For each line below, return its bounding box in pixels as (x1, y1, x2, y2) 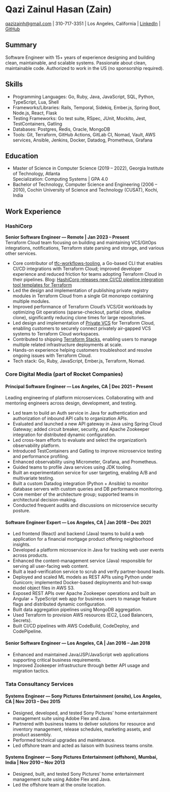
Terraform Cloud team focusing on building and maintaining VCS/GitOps (5, 239, 157, 246)
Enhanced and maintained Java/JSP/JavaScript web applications (12, 651, 149, 657)
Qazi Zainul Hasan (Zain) (5, 4, 112, 15)
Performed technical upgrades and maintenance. (12, 737, 116, 743)
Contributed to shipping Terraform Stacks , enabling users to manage (12, 336, 157, 343)
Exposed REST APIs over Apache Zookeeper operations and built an (12, 590, 156, 596)
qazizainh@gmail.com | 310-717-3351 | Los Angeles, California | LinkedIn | (5, 20, 161, 27)
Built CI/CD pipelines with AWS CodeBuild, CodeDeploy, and (12, 623, 139, 629)
